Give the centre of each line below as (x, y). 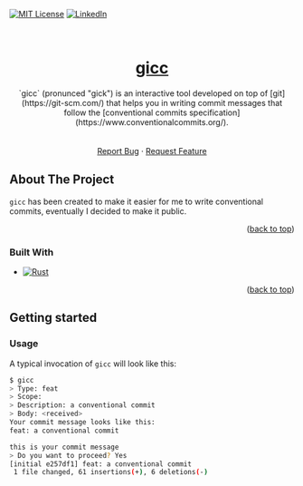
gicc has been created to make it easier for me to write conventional (137, 201)
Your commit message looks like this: (82, 423)
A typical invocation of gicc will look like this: (93, 364)
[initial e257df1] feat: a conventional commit (101, 464)
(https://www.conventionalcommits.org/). (152, 121)
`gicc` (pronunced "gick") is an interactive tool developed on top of (143, 93)
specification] (214, 112)
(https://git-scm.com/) (63, 102)
